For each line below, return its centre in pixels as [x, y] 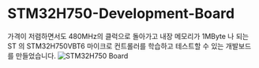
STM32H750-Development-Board [121, 14]
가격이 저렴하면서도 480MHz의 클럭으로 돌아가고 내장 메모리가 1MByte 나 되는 [128, 36]
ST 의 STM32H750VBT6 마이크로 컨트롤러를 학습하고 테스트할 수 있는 [116, 46]
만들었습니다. [36, 55]
